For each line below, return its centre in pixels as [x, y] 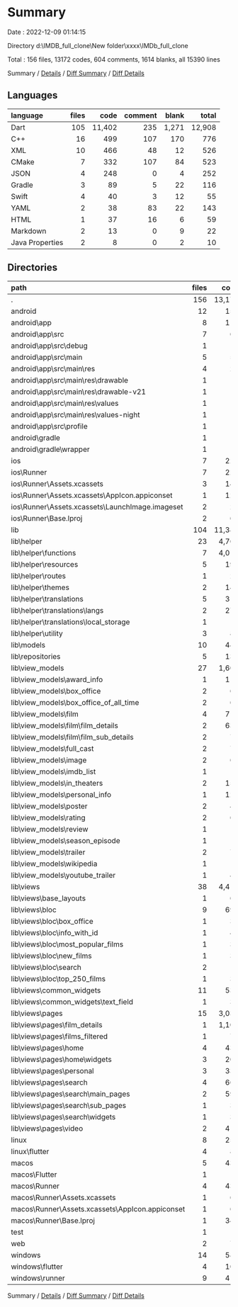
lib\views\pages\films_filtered [59, 1036]
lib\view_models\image [49, 760]
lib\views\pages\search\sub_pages [69, 1105]
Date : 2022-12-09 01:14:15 [47, 32]
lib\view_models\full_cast [52, 748]
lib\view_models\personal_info [61, 794]
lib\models [28, 645]
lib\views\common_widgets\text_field [72, 1002]
